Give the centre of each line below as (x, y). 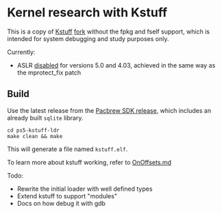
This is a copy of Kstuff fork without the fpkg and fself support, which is (109, 31)
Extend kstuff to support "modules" (67, 196)
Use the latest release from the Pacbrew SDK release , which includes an (109, 110)
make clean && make (35, 136)
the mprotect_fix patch (49, 72)
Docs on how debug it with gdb (61, 203)
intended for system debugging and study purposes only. (88, 38)
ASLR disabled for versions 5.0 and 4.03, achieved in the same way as (116, 65)
